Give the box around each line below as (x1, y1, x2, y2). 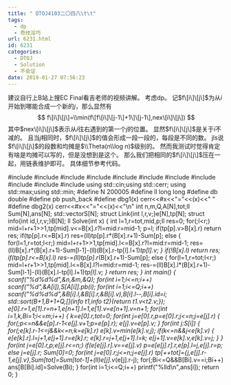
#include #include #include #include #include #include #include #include (8, 173, 216, 181)
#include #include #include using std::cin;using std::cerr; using (8, 180, 186, 189)
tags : (8, 16, 23, 23)
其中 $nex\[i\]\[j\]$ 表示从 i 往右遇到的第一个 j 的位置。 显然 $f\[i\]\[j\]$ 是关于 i (8, 125, 216, 133)
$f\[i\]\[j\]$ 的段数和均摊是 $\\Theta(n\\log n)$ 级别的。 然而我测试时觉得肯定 (8, 142, 221, 151)
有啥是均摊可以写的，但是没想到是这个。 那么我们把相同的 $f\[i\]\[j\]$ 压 (8, 151, 209, 159)
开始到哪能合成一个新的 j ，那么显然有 (8, 102, 112, 111)
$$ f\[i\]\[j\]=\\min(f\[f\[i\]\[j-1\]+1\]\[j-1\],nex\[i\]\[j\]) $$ (37, 113, 195, 122)
